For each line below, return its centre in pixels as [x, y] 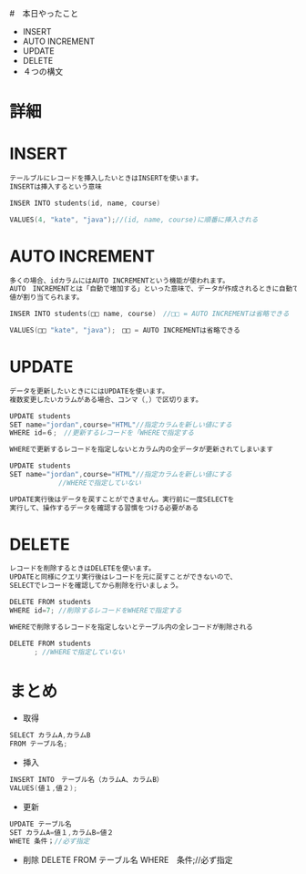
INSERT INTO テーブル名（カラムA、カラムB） [87, 780]
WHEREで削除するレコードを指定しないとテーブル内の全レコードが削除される [131, 627]
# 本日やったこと [44, 13]
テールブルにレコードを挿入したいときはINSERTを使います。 [106, 179]
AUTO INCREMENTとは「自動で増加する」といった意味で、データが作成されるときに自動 [151, 289]
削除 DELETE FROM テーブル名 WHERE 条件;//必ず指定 [127, 859]
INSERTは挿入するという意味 [56, 187]
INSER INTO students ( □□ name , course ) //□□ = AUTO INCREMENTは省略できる [149, 314]
